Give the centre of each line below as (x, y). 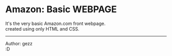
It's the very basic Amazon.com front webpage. (56, 23)
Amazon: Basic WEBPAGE (61, 9)
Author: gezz (19, 43)
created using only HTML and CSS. (42, 29)
